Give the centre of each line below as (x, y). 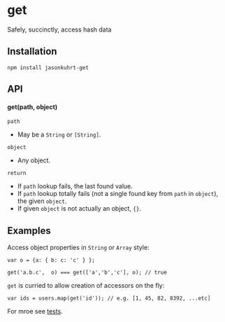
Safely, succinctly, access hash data (59, 29)
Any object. (34, 160)
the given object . (42, 201)
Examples (29, 231)
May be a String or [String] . (59, 134)
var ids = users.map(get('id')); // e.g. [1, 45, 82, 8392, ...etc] (109, 299)
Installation (32, 51)
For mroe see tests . (35, 311)
